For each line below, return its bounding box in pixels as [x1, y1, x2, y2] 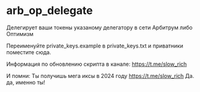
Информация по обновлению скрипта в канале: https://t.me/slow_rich [6, 60, 187, 68]
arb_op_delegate [6, 4, 93, 18]
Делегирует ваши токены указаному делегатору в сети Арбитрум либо [6, 24, 193, 31]
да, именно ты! [6, 79, 46, 86]
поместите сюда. [6, 48, 52, 55]
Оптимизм [6, 30, 34, 37]
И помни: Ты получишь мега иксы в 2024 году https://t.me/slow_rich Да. [6, 72, 195, 79]
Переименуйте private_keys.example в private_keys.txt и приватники [6, 42, 184, 49]
